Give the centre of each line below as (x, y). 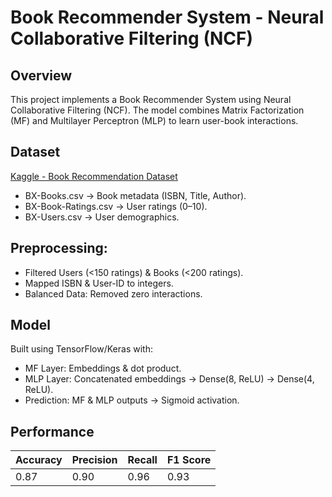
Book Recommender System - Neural (167, 17)
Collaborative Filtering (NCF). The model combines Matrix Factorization (157, 110)
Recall (142, 460)
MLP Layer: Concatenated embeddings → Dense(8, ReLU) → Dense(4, (169, 379)
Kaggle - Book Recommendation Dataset (94, 176)
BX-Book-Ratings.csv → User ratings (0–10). (116, 206)
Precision (94, 460)
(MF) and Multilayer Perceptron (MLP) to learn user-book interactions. (154, 120)
